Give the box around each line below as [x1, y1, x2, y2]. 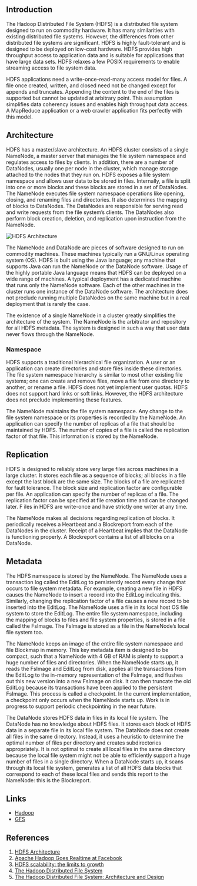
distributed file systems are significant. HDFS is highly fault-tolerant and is [6, 39, 186, 46]
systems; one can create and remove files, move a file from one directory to [6, 377, 190, 384]
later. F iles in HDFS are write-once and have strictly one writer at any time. [6, 503, 188, 510]
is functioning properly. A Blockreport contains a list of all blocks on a [6, 533, 175, 540]
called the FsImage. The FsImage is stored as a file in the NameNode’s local [6, 622, 189, 630]
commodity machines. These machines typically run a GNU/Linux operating [6, 250, 189, 257]
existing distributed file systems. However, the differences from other [6, 32, 174, 40]
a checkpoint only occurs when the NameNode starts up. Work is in [6, 696, 170, 703]
